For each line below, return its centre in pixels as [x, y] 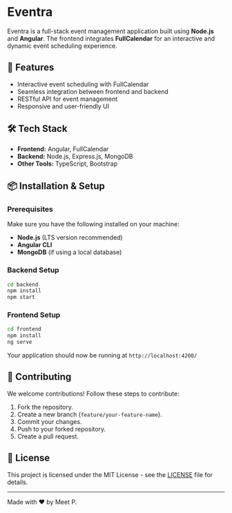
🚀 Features [31, 67]
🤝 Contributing [39, 377]
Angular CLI [35, 245]
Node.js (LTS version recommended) [70, 238]
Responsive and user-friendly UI [63, 106]
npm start [21, 298]
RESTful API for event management [67, 99]
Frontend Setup [34, 315]
